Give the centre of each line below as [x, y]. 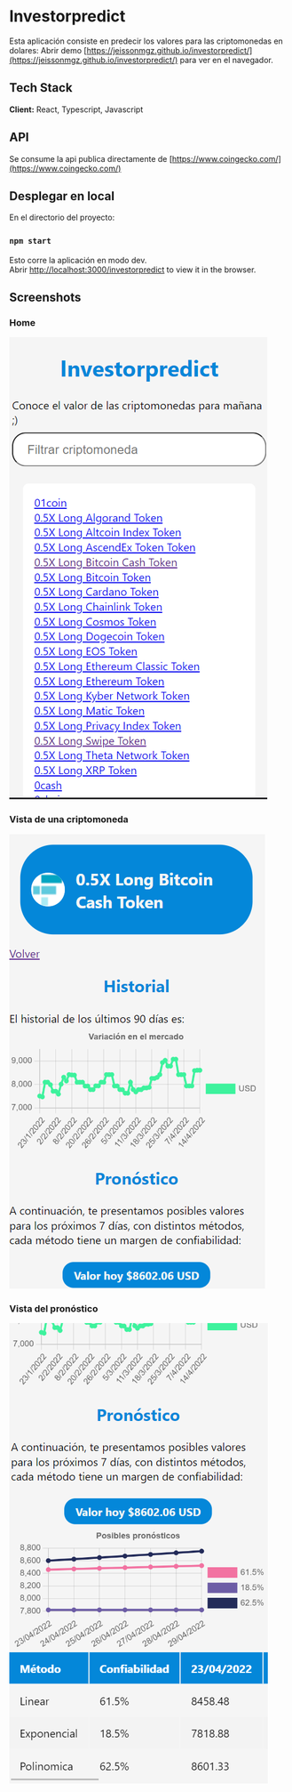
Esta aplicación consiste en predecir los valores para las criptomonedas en [146, 41]
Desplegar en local [62, 196]
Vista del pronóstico [54, 1308]
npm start [30, 241]
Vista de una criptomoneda [69, 819]
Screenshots [45, 298]
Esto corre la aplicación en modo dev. [78, 260]
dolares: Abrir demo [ [48, 50]
